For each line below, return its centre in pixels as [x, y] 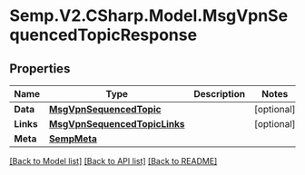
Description [220, 94]
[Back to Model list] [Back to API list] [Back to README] [113, 161]
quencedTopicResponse [103, 35]
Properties [40, 68]
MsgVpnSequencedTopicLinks [117, 124]
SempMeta [73, 139]
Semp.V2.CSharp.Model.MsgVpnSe [149, 16]
